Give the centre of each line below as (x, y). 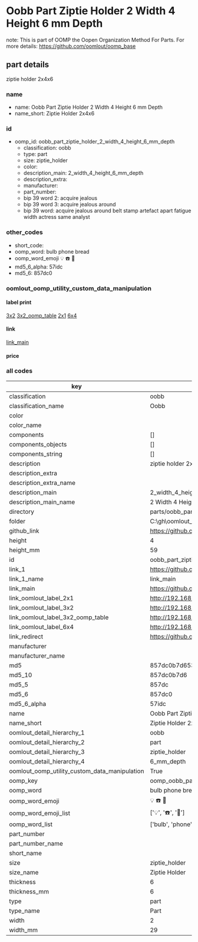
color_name (25, 425)
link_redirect (26, 636)
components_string (36, 454)
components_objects (38, 444)
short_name (26, 853)
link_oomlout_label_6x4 (42, 627)
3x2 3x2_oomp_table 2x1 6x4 (42, 315)
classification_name (37, 406)
